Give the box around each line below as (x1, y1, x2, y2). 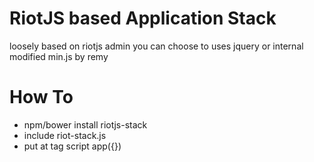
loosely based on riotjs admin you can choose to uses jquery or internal (9, 40, 304, 52)
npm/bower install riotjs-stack (23, 118, 148, 131)
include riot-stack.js (23, 129, 107, 141)
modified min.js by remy (9, 50, 109, 62)
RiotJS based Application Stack (9, 7, 277, 30)
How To (9, 86, 74, 109)
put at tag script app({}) (23, 140, 122, 152)
